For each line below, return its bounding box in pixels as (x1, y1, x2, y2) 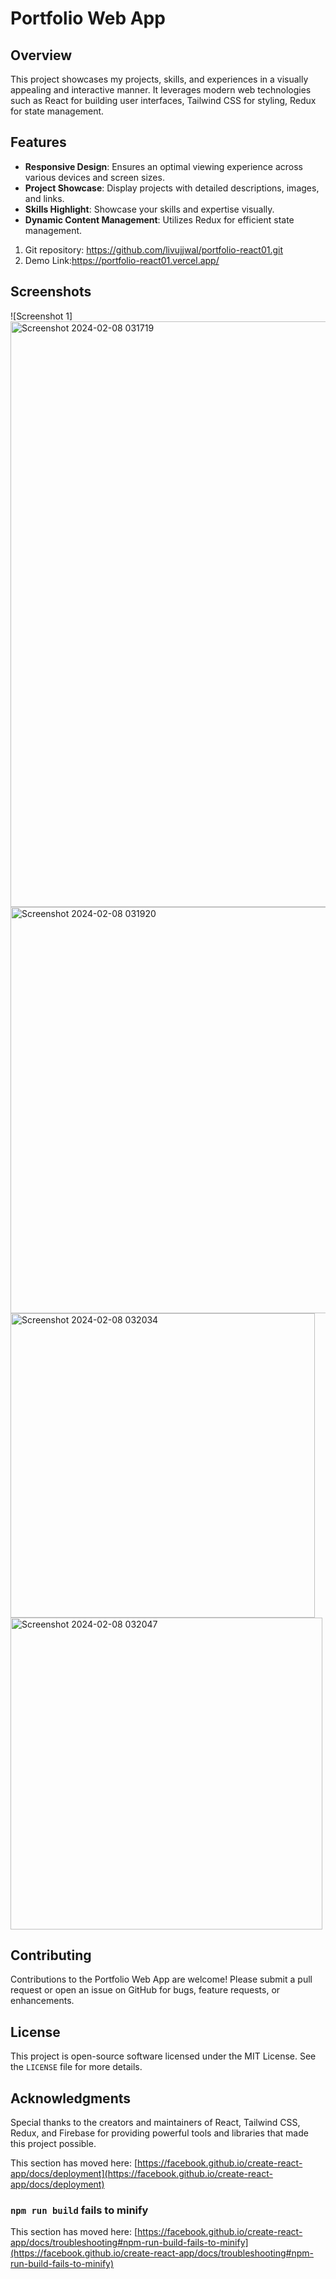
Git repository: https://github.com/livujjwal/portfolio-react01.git (24, 243, 284, 256)
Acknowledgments (10, 2090, 132, 2107)
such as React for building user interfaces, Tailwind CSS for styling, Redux (10, 95, 317, 106)
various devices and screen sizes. (24, 171, 165, 183)
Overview (10, 47, 73, 64)
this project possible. (10, 2138, 97, 2150)
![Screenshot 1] (10, 310, 73, 322)
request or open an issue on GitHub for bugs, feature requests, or (10, 1984, 281, 1996)
